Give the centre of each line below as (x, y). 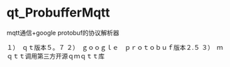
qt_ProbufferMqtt (58, 13)
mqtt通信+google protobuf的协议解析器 (63, 32)
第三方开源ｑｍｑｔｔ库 (71, 56)
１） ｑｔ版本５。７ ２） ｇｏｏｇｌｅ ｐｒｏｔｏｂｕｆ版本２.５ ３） (109, 47)
